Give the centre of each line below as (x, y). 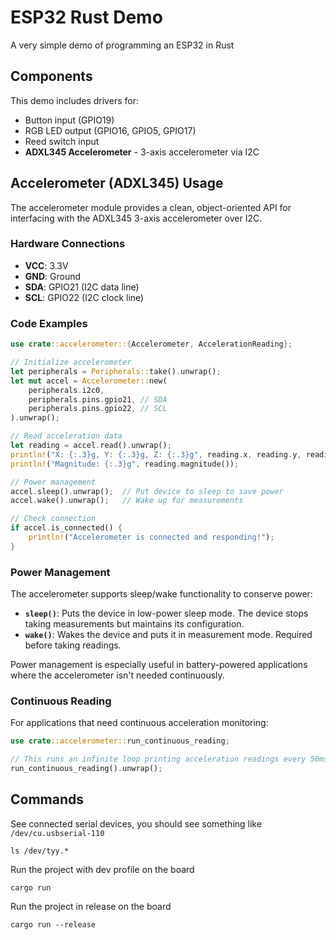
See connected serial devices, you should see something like (136, 823)
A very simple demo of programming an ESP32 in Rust (122, 45)
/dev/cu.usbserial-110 (57, 833)
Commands (47, 799)
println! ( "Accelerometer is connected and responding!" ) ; (151, 537)
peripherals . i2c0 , (66, 390)
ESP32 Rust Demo (86, 17)
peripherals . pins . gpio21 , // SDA (98, 399)
